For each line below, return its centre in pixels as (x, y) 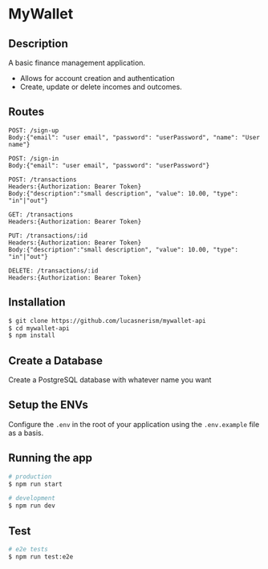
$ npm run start (35, 484)
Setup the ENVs (48, 405)
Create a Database (55, 360)
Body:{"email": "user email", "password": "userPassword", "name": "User (134, 137)
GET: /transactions (41, 214)
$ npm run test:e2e (41, 557)
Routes (26, 112)
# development (32, 498)
